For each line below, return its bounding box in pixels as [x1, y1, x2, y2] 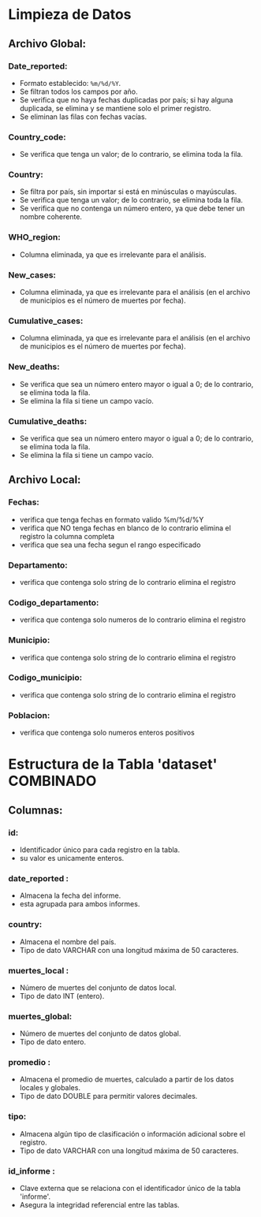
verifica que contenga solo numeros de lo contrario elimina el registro [19, 615, 246, 624]
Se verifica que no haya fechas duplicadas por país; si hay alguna [19, 95, 233, 104]
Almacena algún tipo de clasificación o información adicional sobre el [19, 1129, 246, 1138]
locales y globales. [19, 1083, 81, 1092]
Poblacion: [8, 709, 50, 720]
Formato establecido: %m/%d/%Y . [19, 78, 121, 87]
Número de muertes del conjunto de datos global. [19, 1029, 181, 1038]
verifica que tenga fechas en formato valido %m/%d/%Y [19, 515, 204, 524]
